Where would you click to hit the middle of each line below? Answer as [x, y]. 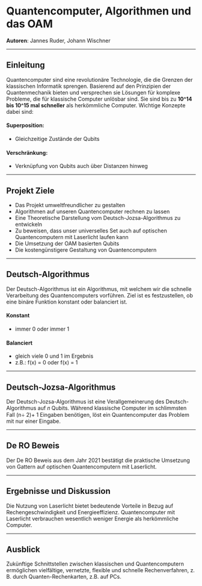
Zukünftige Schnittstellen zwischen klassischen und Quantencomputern [95, 564]
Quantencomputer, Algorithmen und [99, 11]
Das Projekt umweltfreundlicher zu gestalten [70, 205]
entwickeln [29, 224]
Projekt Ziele [30, 191]
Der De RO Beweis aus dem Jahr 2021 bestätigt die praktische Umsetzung [98, 460]
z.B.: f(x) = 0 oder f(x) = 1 [46, 363]
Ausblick [23, 550]
